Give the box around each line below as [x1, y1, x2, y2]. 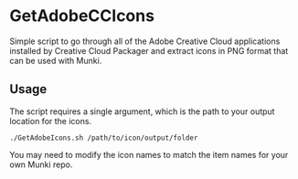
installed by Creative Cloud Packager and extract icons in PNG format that [9, 45, 289, 56]
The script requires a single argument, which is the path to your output [9, 106, 275, 117]
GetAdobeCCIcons [9, 5, 155, 26]
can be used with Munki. [9, 55, 102, 66]
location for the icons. [9, 115, 92, 126]
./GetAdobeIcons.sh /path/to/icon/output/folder [9, 133, 198, 142]
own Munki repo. [9, 159, 73, 170]
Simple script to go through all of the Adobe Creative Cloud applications [9, 36, 281, 47]
